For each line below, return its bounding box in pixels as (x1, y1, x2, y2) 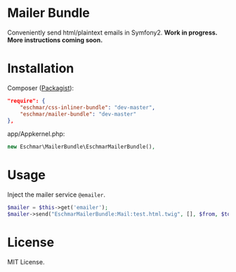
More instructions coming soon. (7, 35, 103, 44)
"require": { (7, 97, 46, 104)
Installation (7, 61, 74, 77)
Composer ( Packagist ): (7, 83, 74, 92)
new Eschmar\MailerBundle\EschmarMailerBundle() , (7, 143, 156, 151)
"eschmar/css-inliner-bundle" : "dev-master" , (20, 104, 156, 111)
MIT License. (7, 257, 45, 266)
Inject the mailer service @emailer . (7, 190, 106, 199)
